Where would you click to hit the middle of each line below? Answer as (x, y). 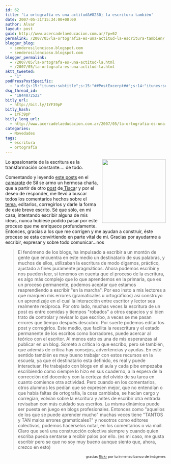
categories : (18, 128)
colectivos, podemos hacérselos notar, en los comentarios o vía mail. (90, 426)
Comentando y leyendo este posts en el (47, 177)
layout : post (19, 29)
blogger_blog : (20, 43)
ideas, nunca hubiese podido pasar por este (51, 221)
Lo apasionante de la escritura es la (42, 162)
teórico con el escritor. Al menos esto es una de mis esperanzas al (87, 339)
